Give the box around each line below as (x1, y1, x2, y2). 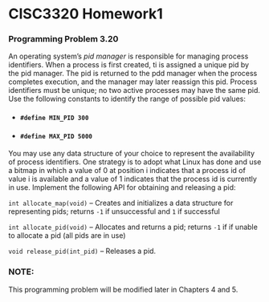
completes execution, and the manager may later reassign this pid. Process (8, 77, 258, 87)
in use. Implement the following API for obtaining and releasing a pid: (8, 183, 236, 192)
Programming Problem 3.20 (8, 34, 119, 45)
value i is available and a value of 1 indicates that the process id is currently (8, 174, 257, 184)
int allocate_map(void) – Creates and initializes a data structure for (8, 198, 234, 208)
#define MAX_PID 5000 (19, 132, 92, 140)
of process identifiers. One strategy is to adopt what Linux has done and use (8, 157, 262, 167)
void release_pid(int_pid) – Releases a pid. (8, 246, 157, 256)
